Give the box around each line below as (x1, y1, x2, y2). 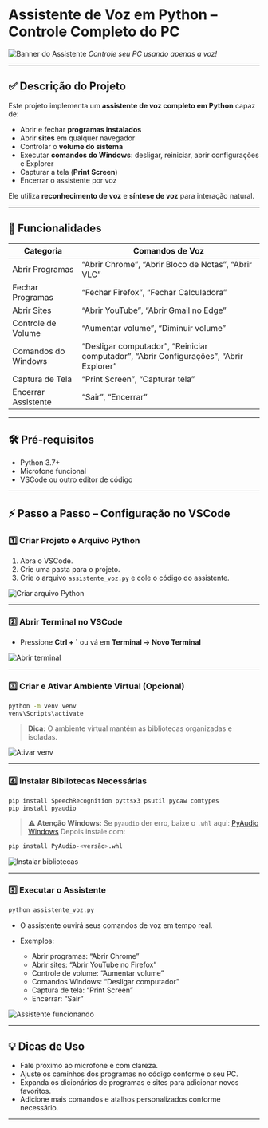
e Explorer (19, 158, 54, 168)
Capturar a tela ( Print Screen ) (19, 167, 118, 176)
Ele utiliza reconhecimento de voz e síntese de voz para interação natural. (8, 191, 255, 200)
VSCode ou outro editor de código (19, 475, 133, 484)
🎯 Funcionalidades (8, 222, 102, 235)
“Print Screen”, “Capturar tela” (81, 373, 195, 385)
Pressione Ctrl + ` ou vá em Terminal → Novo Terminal (19, 637, 202, 647)
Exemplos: (19, 936, 54, 945)
